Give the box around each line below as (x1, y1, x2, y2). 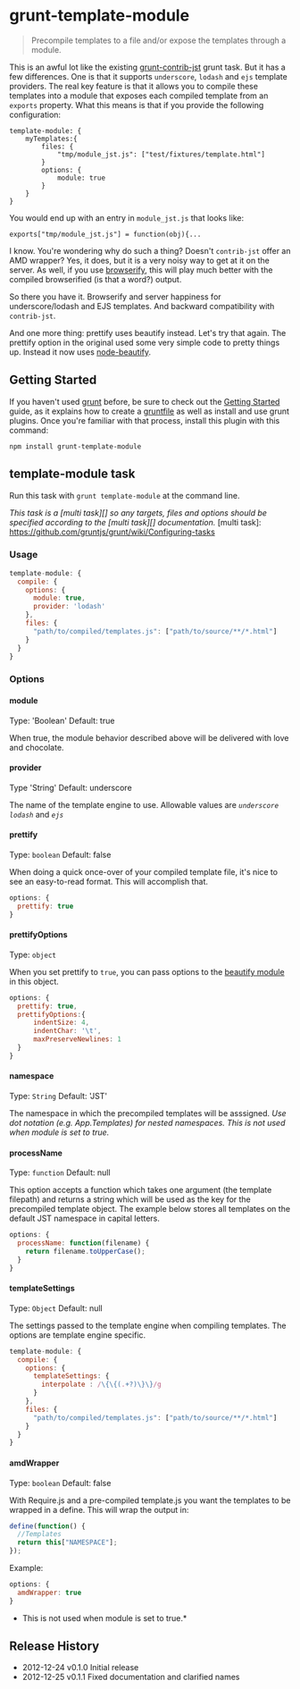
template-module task (9, 466, 136, 482)
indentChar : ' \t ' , (32, 1027, 102, 1036)
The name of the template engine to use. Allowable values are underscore (9, 799, 279, 810)
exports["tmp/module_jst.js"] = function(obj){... (9, 230, 202, 239)
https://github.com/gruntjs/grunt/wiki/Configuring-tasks (9, 526, 216, 537)
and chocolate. (9, 742, 64, 752)
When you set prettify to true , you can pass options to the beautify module (9, 966, 285, 977)
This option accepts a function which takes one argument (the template (9, 1185, 272, 1196)
